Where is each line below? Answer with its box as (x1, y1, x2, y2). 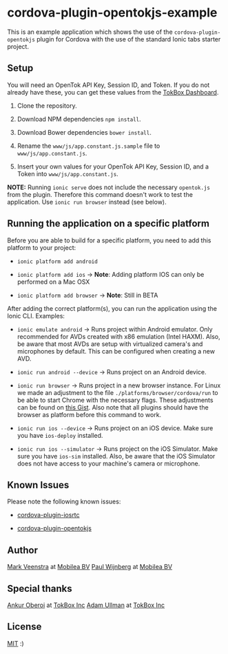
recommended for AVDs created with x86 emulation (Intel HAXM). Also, (17, 332, 220, 340)
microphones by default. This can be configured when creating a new (17, 347, 216, 355)
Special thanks (7, 582, 72, 595)
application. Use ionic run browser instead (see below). (7, 198, 167, 206)
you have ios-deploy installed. (17, 431, 103, 439)
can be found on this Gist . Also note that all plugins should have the (17, 403, 209, 412)
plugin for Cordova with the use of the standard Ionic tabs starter (37, 35, 221, 43)
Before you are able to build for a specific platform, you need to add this (7, 236, 211, 244)
